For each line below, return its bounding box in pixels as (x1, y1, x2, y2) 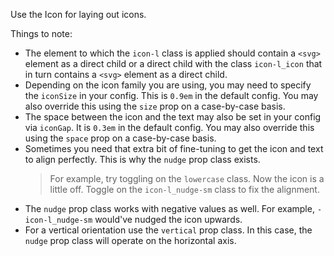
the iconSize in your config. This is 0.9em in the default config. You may (24, 90, 319, 101)
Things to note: (10, 28, 73, 39)
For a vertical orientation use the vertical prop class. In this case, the (24, 224, 313, 236)
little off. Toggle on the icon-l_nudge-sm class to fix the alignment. (49, 184, 320, 195)
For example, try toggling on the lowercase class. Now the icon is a (49, 173, 325, 184)
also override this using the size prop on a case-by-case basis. (24, 100, 286, 112)
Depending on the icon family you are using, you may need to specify (24, 79, 312, 91)
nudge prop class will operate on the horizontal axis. (24, 235, 237, 246)
